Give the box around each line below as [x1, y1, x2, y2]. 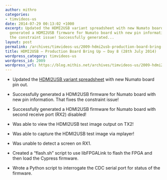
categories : [5, 12, 30, 17]
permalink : [5, 44, 28, 49]
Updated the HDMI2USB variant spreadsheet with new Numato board [12, 77, 155, 83]
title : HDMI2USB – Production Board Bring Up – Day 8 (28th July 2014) [5, 49, 157, 54]
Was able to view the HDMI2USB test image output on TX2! [12, 121, 134, 127]
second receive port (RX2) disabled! [12, 111, 87, 117]
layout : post [5, 40, 32, 45]
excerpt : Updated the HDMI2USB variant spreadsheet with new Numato [5, 26, 150, 31]
